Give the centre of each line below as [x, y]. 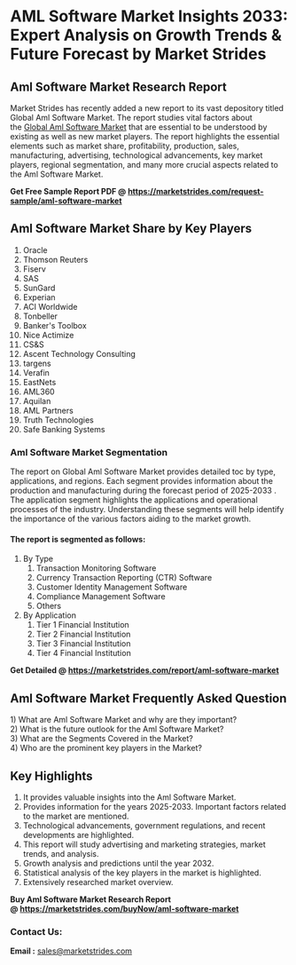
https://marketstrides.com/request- [196, 191]
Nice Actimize [48, 335]
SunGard [39, 288]
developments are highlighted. [78, 834]
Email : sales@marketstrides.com [71, 951]
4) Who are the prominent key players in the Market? [106, 748]
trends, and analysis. [61, 853]
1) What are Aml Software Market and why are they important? [124, 720]
